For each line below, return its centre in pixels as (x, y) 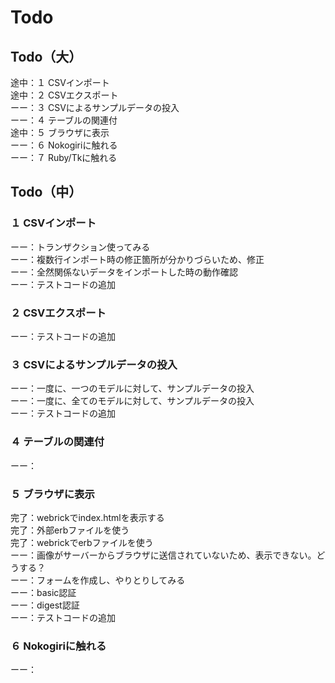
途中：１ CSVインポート (60, 82)
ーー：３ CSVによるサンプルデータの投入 (95, 107)
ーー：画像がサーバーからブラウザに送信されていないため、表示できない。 (163, 555)
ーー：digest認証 (45, 605)
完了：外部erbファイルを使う (70, 530)
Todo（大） (46, 56)
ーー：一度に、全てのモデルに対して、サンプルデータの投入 (132, 401)
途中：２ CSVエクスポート (64, 95)
